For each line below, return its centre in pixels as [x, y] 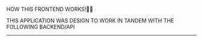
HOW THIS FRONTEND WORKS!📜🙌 [50, 9]
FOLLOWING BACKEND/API [41, 27]
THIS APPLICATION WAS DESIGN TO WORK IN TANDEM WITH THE [90, 20]
